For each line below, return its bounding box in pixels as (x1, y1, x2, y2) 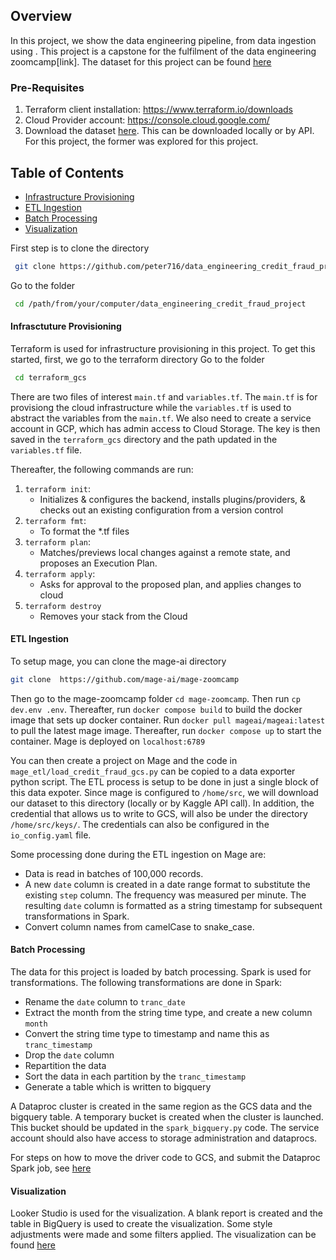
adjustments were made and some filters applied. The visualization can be (10, 1229, 317, 1241)
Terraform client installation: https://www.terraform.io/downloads (24, 104, 294, 116)
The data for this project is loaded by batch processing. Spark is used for (10, 966, 312, 978)
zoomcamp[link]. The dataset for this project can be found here (10, 55, 272, 68)
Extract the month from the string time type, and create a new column (24, 1007, 313, 1019)
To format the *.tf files (39, 525, 130, 537)
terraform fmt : (24, 514, 87, 526)
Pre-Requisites (10, 80, 85, 94)
